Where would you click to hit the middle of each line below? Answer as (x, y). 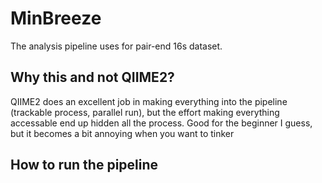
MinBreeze (56, 18)
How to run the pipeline (84, 165)
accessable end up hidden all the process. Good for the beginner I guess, (161, 123)
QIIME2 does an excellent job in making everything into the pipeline (149, 101)
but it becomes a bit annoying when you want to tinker (122, 133)
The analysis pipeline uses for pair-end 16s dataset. (116, 46)
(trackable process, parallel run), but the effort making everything (145, 112)
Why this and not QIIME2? (92, 77)
